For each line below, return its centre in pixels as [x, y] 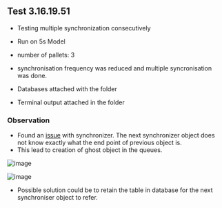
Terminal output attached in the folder [71, 102]
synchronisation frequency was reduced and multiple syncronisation [114, 68]
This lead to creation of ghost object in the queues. [90, 150]
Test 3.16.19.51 [39, 11]
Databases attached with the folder [67, 88]
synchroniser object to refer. [57, 198]
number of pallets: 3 [46, 55]
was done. [32, 75]
